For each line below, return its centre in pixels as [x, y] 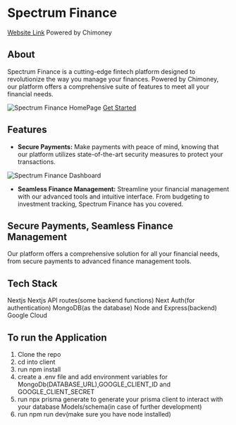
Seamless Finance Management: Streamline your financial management [123, 189]
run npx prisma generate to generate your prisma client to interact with [120, 399]
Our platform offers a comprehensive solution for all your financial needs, [113, 254]
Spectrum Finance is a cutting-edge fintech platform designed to [101, 71]
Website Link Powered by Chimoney [60, 32]
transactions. [37, 161]
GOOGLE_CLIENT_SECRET [56, 392]
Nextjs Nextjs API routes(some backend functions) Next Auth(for [101, 300]
